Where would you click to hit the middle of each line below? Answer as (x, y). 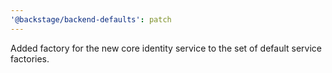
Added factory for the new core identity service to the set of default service (166, 48)
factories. (30, 58)
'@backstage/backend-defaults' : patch (91, 19)
